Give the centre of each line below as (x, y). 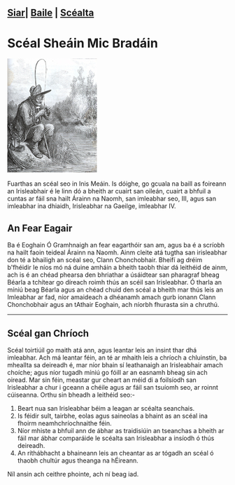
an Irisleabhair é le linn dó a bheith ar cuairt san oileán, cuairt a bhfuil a (109, 191)
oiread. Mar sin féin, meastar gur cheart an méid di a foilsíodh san (102, 380)
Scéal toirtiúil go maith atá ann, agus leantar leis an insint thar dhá (102, 350)
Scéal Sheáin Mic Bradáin (83, 43)
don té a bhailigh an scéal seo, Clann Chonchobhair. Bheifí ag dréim (105, 260)
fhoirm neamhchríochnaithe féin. (64, 423)
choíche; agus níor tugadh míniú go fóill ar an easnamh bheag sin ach (107, 372)
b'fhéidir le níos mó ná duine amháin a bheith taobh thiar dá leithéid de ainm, (117, 268)
